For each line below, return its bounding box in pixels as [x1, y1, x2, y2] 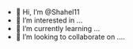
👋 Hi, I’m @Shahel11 [15, 8, 80, 16]
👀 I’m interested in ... [15, 16, 83, 25]
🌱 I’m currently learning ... [15, 24, 101, 33]
